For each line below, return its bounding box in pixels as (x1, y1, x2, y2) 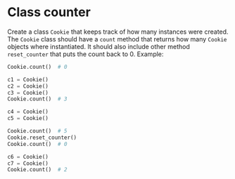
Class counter (7, 4, 91, 20)
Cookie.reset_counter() (7, 134, 77, 141)
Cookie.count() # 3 (7, 95, 68, 102)
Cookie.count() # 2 (7, 166, 68, 173)
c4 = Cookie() (7, 108, 49, 116)
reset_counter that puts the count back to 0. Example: (7, 50, 164, 58)
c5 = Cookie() (7, 115, 49, 122)
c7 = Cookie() (7, 159, 49, 167)
